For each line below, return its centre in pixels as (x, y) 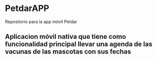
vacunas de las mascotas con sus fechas (68, 52)
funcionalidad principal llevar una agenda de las (79, 44)
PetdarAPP (27, 8)
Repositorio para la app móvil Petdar (41, 22)
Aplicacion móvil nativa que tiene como (66, 37)
